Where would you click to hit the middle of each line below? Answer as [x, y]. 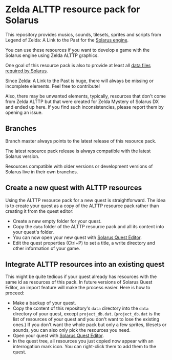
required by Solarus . [27, 71]
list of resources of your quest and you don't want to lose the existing [86, 319]
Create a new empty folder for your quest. [57, 221]
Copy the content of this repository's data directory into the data [81, 308]
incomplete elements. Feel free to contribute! [53, 86]
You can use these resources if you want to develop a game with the [78, 50]
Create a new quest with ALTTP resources [74, 188]
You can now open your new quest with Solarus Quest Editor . [77, 237]
